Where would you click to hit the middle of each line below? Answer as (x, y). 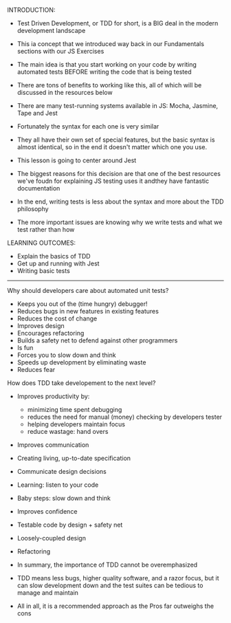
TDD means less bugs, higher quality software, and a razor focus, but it (118, 578)
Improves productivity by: (53, 396)
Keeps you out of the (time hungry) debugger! (82, 304)
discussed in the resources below (65, 92)
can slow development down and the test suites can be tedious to (110, 585)
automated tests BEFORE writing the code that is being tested (104, 72)
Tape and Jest (37, 113)
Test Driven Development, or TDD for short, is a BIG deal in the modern (118, 23)
